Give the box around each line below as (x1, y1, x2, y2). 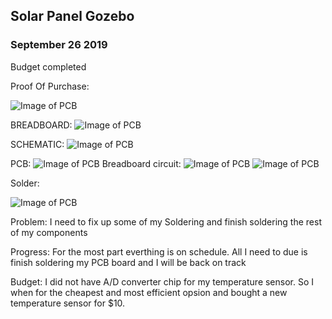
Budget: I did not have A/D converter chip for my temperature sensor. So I (10, 275, 315, 288)
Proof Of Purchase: (10, 80, 90, 92)
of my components (10, 226, 88, 238)
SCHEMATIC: (10, 138, 65, 150)
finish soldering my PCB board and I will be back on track (10, 256, 247, 268)
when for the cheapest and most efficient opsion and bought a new (10, 286, 288, 298)
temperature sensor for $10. (10, 297, 126, 309)
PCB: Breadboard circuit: (10, 157, 182, 169)
